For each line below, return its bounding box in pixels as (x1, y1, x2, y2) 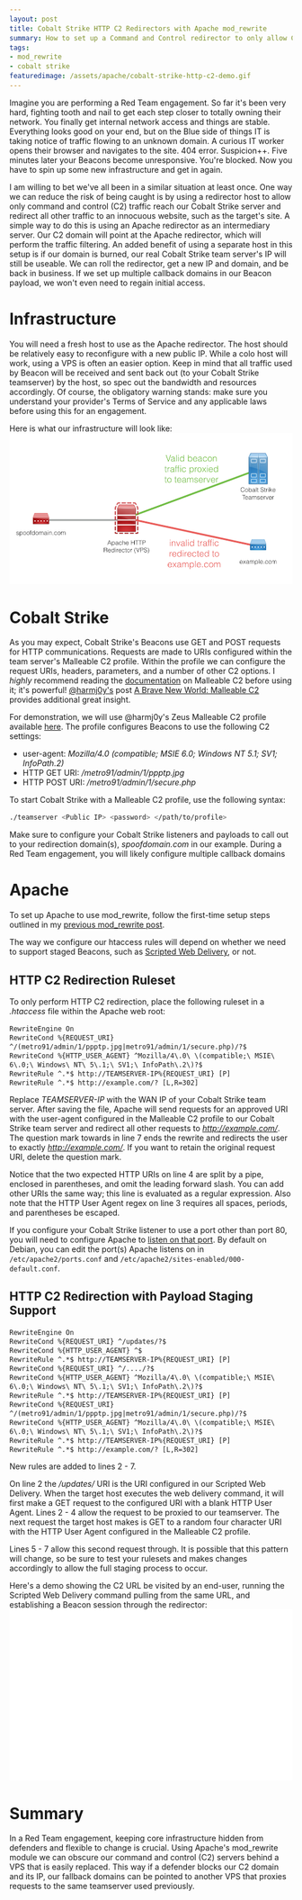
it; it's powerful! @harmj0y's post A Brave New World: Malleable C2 (9, 685, 260, 696)
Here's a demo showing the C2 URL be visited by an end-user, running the (9, 1580, 285, 1590)
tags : (9, 43, 30, 52)
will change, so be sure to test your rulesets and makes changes (9, 1553, 248, 1563)
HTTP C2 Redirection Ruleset (9, 972, 176, 987)
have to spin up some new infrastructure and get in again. (9, 164, 223, 175)
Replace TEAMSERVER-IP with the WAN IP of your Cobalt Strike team (9, 1094, 267, 1104)
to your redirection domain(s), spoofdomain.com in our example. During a (9, 839, 282, 850)
